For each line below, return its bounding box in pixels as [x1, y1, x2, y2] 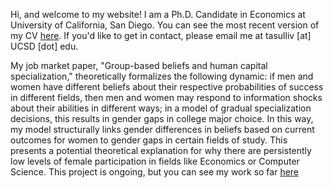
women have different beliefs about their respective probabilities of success [10, 81, 324, 93]
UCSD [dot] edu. [10, 40, 79, 52]
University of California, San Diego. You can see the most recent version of [10, 19, 320, 31]
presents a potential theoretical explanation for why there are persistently [10, 145, 312, 156]
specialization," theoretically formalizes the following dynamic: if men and [10, 70, 314, 82]
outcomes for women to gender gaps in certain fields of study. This [10, 134, 288, 146]
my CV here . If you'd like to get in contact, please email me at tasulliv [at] [10, 30, 312, 41]
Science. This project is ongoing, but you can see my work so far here [10, 166, 300, 178]
